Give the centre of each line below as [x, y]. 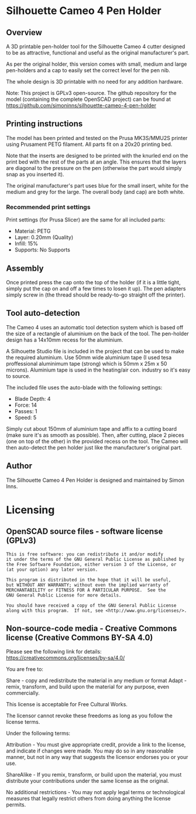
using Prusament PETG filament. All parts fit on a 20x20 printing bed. [89, 144]
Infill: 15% [26, 244]
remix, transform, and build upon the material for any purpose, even [88, 687]
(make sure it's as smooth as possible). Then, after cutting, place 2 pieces [95, 435]
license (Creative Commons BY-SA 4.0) [80, 637]
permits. [16, 805]
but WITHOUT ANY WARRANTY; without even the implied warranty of [87, 585]
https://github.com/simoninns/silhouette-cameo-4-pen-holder [81, 105]
